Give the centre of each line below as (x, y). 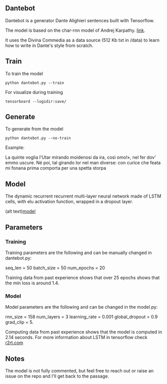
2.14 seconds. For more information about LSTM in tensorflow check (76, 338)
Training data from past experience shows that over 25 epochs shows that (82, 277)
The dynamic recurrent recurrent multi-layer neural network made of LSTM (83, 196)
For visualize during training (34, 92)
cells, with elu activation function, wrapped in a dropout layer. (69, 202)
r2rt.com (14, 343)
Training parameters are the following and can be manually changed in (79, 253)
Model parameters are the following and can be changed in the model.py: (81, 307)
